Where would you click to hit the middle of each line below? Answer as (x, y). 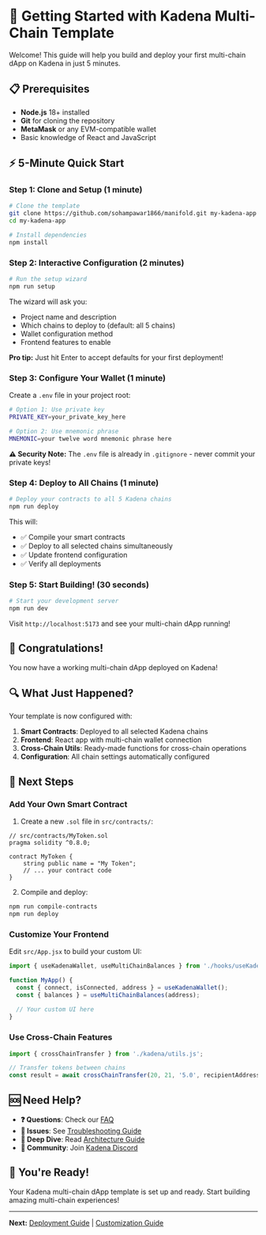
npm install (28, 242)
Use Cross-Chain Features (61, 1037)
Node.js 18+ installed (55, 112)
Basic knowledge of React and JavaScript (88, 137)
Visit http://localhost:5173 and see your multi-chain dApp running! (120, 623)
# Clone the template (45, 206)
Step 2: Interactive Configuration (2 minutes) (97, 263)
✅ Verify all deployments (61, 563)
